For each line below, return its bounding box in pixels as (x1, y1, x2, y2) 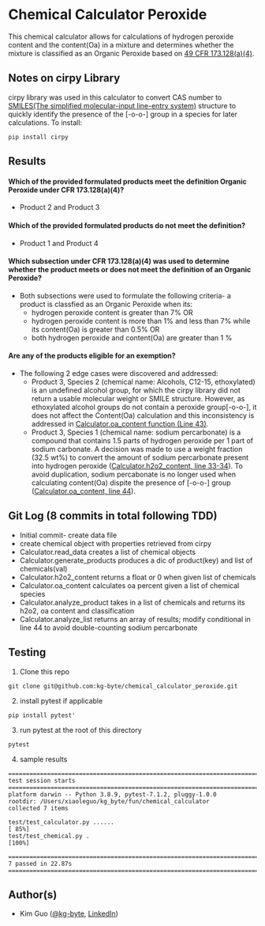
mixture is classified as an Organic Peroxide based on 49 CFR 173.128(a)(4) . (8, 48, 255, 58)
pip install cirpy (8, 133, 69, 141)
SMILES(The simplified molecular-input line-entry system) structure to (8, 101, 237, 110)
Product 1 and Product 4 (19, 238, 99, 248)
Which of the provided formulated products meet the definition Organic (8, 176, 247, 186)
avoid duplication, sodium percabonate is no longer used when (31, 469, 237, 479)
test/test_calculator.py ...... (8, 818, 114, 826)
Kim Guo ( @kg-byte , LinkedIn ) (19, 909, 118, 919)
